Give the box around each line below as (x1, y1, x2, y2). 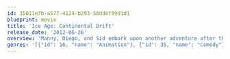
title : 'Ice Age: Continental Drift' (7, 22, 115, 29)
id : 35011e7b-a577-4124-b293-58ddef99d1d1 (7, 9, 130, 17)
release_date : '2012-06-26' (7, 28, 88, 36)
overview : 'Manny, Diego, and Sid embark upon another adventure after (7, 35, 216, 42)
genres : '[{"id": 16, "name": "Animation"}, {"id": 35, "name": (7, 41, 194, 48)
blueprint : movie (7, 16, 57, 23)
